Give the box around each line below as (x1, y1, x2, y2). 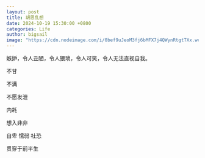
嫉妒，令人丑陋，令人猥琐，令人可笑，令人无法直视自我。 (6, 55, 151, 61)
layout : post (6, 9, 40, 15)
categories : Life (6, 26, 51, 32)
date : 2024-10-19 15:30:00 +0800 (6, 20, 92, 26)
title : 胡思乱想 (6, 15, 44, 21)
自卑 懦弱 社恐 (6, 132, 41, 139)
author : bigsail (6, 32, 48, 38)
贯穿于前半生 (6, 145, 38, 152)
